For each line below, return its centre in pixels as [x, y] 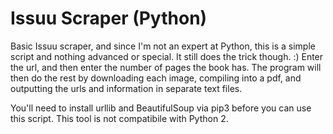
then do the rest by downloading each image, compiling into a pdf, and [156, 78]
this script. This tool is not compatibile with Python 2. [119, 118]
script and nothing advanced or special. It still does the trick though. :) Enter [167, 56]
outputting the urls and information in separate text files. [126, 88]
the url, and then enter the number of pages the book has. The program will [166, 67]
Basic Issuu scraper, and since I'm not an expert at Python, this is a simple [163, 46]
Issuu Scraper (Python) [109, 18]
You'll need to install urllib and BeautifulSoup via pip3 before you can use [161, 108]
